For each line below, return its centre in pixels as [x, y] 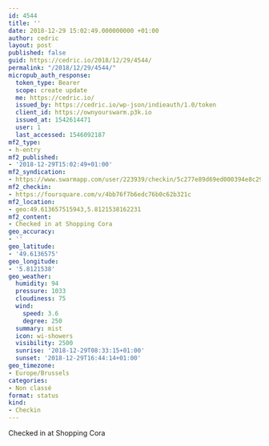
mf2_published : [34, 157]
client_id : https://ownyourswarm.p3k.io [84, 113]
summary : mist [39, 328]
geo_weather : [30, 276]
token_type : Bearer [48, 82]
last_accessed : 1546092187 [60, 135]
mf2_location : [32, 202]
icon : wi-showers [44, 336]
